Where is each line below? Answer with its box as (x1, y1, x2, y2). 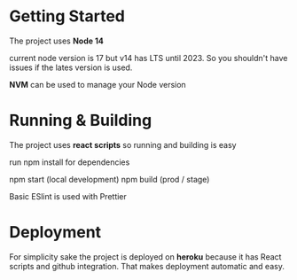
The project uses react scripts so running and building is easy (9, 139, 237, 150)
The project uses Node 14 (9, 35, 104, 46)
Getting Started (9, 6, 126, 27)
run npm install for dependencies (9, 157, 130, 167)
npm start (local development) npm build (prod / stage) (9, 174, 210, 184)
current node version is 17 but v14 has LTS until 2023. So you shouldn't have (9, 52, 288, 63)
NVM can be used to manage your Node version (9, 79, 186, 89)
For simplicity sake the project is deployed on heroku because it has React (9, 251, 282, 262)
